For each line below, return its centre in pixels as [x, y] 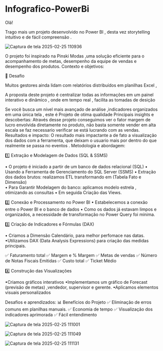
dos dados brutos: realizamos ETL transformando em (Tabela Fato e [73, 177]
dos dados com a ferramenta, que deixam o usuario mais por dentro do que [81, 140]
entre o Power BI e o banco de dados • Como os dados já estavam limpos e [81, 209]
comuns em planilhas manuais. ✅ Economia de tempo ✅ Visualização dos [79, 309]
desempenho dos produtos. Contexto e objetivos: [55, 66]
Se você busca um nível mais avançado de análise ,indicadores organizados [81, 109]
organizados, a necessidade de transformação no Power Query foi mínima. [80, 214]
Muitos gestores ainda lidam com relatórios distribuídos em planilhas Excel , [81, 85]
